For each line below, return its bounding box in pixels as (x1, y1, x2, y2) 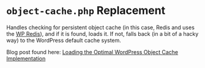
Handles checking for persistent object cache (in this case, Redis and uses (6, 24, 195, 31)
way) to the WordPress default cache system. (6, 36, 121, 44)
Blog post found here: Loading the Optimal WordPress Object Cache (6, 48, 179, 55)
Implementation (6, 55, 46, 62)
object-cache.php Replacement (6, 4, 166, 18)
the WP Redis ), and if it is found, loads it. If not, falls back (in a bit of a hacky (6, 30, 199, 37)
